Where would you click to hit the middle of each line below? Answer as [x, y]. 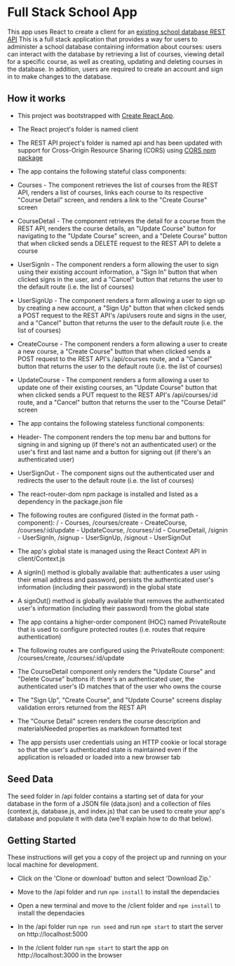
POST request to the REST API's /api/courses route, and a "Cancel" [115, 358]
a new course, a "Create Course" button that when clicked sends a [114, 351]
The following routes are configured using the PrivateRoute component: [121, 650]
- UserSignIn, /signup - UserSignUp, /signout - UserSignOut [104, 537]
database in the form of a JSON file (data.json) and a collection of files [109, 803]
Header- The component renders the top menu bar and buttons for [114, 437]
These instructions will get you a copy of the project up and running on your [117, 857]
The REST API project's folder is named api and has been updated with [120, 143]
